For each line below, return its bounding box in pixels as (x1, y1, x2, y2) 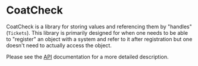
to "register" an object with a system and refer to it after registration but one (6, 35, 193, 42)
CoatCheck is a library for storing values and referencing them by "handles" (6, 23, 192, 30)
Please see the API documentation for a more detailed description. (6, 53, 169, 60)
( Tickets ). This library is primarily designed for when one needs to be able (6, 29, 188, 36)
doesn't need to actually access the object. (6, 42, 112, 49)
